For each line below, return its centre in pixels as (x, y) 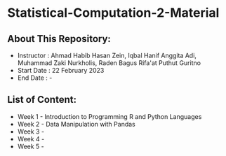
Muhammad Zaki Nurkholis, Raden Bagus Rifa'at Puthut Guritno (109, 63)
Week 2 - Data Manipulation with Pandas (76, 124)
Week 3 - (31, 132)
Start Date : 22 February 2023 (61, 70)
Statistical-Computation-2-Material (113, 13)
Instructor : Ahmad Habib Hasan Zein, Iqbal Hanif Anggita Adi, (107, 55)
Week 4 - (31, 139)
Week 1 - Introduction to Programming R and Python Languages (109, 116)
